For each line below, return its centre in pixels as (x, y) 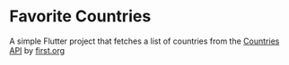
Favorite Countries (80, 16)
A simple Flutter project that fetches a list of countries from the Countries (144, 41)
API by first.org (37, 50)
